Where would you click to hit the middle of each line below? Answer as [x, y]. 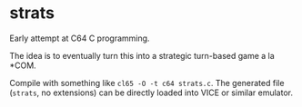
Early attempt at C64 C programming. [80, 38]
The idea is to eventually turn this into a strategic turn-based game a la [142, 55]
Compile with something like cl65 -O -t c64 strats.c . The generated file [147, 83]
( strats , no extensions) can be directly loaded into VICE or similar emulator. [151, 92]
